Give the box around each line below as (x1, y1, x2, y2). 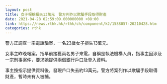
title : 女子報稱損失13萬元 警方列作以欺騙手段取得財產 (5, 12, 107, 17)
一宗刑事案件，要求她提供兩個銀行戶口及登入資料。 (5, 57, 110, 63)
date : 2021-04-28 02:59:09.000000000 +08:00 (5, 16, 99, 21)
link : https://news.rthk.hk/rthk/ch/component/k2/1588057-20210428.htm (5, 21, 157, 26)
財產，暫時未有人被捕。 (5, 74, 53, 80)
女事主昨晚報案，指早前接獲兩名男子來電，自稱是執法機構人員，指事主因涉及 (5, 51, 162, 57)
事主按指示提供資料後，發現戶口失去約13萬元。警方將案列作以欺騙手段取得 (5, 68, 158, 74)
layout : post (5, 7, 32, 12)
